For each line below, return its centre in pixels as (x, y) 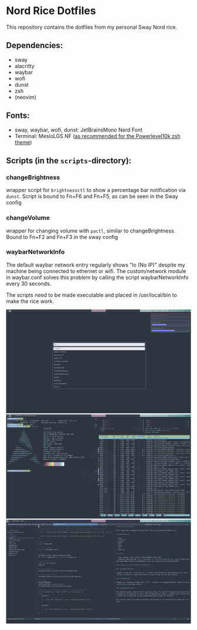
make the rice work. (30, 301)
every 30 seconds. (29, 284)
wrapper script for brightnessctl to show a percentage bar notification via (96, 190)
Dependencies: (35, 46)
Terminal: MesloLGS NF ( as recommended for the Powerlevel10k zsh (97, 136)
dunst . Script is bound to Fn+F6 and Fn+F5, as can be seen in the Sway (92, 196)
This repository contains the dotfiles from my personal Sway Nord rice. (92, 27)
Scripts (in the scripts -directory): (69, 161)
